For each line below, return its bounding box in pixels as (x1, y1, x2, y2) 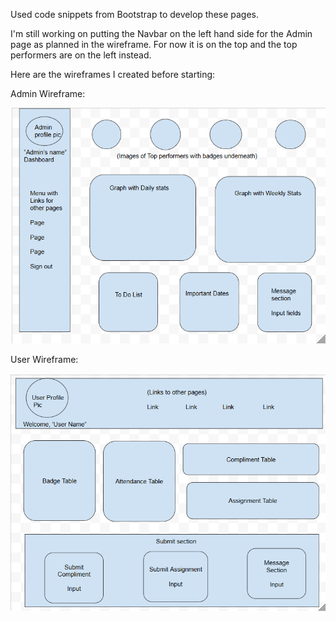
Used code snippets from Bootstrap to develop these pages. (10, 9, 260, 20)
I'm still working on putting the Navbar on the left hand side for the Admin (10, 28, 313, 39)
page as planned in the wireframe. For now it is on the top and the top (10, 39, 298, 50)
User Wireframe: (10, 353, 79, 365)
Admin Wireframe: (10, 88, 86, 99)
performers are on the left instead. (10, 49, 152, 61)
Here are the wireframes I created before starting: (10, 69, 216, 80)
